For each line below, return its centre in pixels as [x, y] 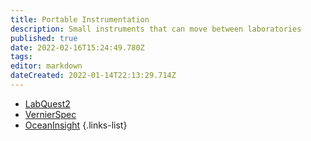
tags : [21, 57]
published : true [44, 38]
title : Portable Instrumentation [80, 19]
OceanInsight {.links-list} [76, 125]
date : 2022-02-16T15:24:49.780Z [77, 47]
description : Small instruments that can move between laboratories [156, 29]
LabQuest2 [47, 103]
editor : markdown [46, 66]
